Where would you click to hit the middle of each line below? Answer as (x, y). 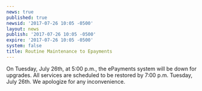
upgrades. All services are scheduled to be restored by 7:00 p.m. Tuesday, (99, 75)
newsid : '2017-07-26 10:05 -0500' (50, 23)
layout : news (23, 29)
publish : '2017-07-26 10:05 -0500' (51, 35)
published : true (27, 18)
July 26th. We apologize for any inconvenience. (66, 81)
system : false (24, 46)
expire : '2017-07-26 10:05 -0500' (50, 40)
